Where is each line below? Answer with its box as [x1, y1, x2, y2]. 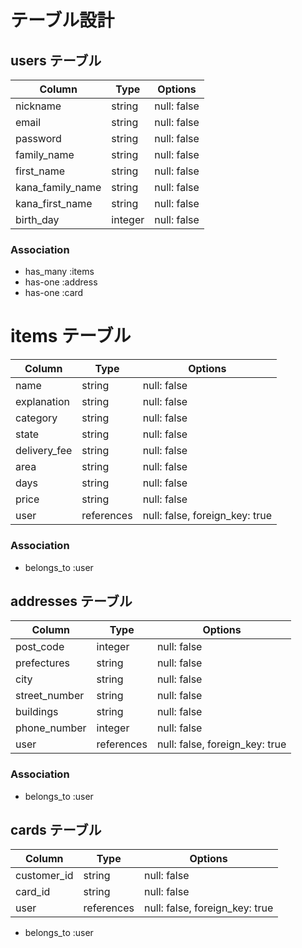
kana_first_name [15, 197, 93, 210]
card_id [15, 885, 51, 899]
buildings [15, 705, 59, 719]
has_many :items [24, 266, 95, 278]
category [15, 411, 58, 425]
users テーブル [10, 52, 102, 69]
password [15, 132, 62, 145]
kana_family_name [15, 181, 102, 194]
